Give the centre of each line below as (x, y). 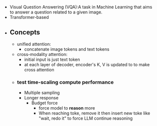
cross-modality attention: (42, 54)
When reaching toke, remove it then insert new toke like (95, 113)
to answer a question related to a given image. (56, 12)
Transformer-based (29, 17)
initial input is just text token (52, 59)
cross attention (39, 70)
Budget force (44, 103)
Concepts (25, 33)
